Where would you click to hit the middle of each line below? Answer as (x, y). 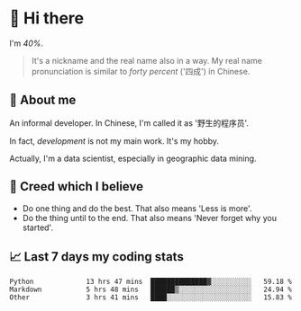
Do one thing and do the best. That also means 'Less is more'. (137, 208)
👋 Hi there (46, 18)
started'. (38, 227)
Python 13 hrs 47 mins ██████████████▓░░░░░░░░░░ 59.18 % (151, 282)
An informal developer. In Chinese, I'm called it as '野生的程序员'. (129, 123)
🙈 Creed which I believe (77, 187)
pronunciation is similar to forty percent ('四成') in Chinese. (141, 71)
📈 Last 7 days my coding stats (97, 257)
